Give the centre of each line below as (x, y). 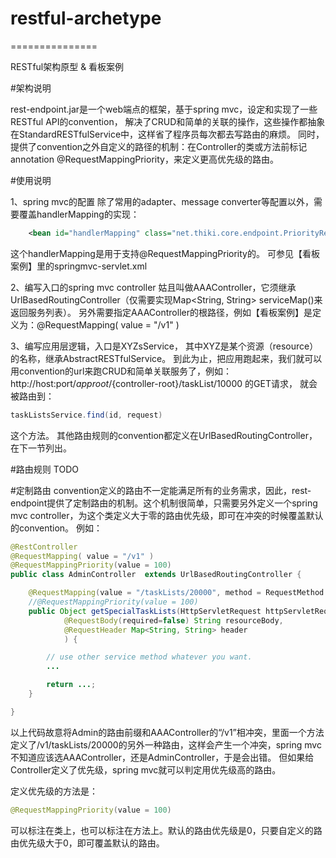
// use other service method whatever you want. (149, 657)
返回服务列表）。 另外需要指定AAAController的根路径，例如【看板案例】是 (161, 312)
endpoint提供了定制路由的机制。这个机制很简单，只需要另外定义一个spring (164, 503)
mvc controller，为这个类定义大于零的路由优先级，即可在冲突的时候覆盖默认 (167, 515)
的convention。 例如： (56, 528)
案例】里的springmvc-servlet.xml (79, 266)
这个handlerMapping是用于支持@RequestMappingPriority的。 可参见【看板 (165, 253)
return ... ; (71, 685)
